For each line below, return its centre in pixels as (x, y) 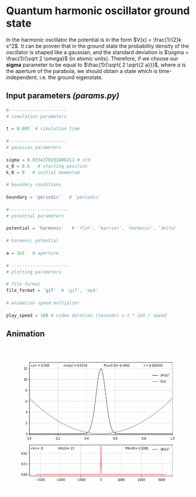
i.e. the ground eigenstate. (71, 77)
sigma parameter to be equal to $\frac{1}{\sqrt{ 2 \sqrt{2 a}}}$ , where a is (96, 65)
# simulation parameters (36, 116)
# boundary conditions (34, 185)
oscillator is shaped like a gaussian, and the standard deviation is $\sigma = (97, 52)
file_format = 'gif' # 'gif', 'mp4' (52, 291)
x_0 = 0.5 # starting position (47, 166)
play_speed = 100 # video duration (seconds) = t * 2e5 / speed (86, 315)
